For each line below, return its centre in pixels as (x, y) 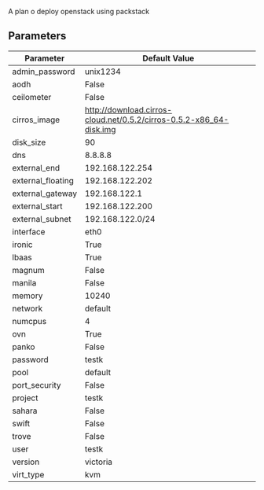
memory (27, 296)
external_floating (43, 180)
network (27, 308)
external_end (36, 168)
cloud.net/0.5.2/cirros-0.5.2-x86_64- (157, 120)
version (26, 462)
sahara (25, 411)
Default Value (169, 58)
